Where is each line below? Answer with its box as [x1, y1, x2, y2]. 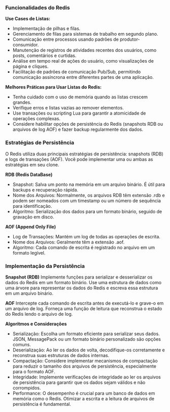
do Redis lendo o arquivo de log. [5, 311, 73, 317]
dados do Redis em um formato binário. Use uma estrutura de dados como [5, 279, 161, 285]
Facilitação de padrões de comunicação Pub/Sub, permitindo [12, 69, 141, 75]
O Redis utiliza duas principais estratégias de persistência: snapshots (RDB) [5, 151, 164, 157]
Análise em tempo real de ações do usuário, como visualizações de [12, 58, 154, 64]
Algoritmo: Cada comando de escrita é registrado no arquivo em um [12, 244, 155, 251]
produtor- [120, 36, 141, 42]
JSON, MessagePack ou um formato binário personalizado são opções [12, 336, 161, 342]
